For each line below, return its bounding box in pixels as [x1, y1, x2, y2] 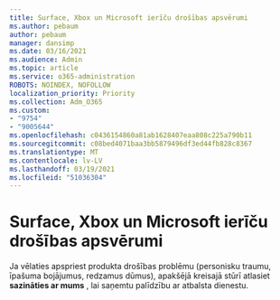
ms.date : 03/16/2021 [9, 47, 88, 56]
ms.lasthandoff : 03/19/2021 [9, 164, 116, 173]
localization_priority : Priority [9, 89, 135, 98]
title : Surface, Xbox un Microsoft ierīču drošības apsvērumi [9, 13, 248, 23]
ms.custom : [9, 106, 51, 115]
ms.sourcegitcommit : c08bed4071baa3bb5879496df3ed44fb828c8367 [9, 139, 253, 148]
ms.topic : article [9, 64, 79, 73]
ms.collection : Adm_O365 [9, 97, 103, 107]
